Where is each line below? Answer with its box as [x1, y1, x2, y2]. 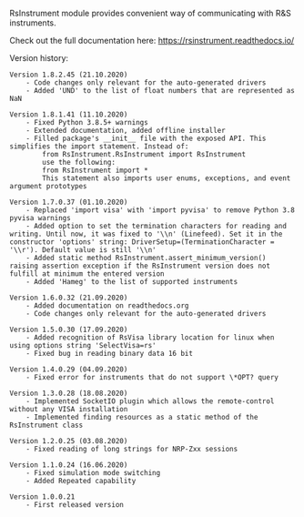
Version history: [9, 53, 69, 63]
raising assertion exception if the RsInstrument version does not [9, 261, 271, 270]
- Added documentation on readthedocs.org [25, 301, 189, 310]
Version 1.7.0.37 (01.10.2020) [9, 198, 128, 207]
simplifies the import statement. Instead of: [9, 142, 189, 151]
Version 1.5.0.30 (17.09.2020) [9, 325, 128, 334]
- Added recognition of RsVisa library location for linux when [25, 333, 275, 342]
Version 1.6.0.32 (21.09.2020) [9, 293, 128, 302]
